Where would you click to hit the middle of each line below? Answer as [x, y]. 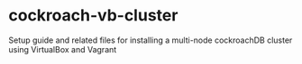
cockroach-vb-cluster [93, 16]
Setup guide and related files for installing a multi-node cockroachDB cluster [151, 40]
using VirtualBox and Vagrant [63, 49]
